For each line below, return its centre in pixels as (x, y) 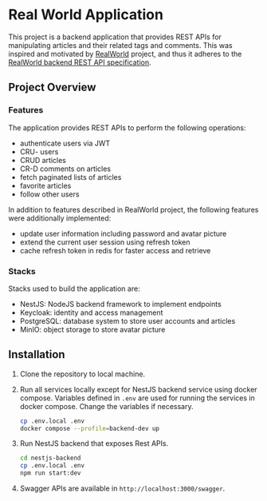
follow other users (49, 194)
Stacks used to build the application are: (75, 288)
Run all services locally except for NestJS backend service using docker (138, 389)
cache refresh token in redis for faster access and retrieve (115, 250)
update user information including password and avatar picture (123, 233)
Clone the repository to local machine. (82, 374)
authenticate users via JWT (65, 143)
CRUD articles (43, 160)
